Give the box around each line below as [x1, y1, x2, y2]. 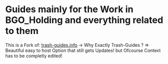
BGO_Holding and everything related [5, 14, 163, 26]
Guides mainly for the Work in [5, 4, 134, 15]
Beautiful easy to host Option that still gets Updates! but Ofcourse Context [5, 47, 161, 53]
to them [5, 25, 39, 37]
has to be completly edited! [5, 52, 63, 59]
